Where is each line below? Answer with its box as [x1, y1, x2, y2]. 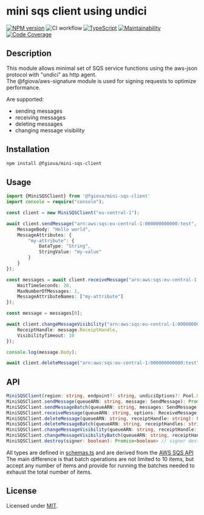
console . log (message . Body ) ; [6, 349, 78, 355]
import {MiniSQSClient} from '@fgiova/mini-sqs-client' [6, 193, 151, 200]
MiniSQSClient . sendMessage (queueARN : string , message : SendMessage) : [6, 399, 186, 405]
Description [6, 49, 52, 59]
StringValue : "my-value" [38, 249, 102, 255]
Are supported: [6, 95, 44, 103]
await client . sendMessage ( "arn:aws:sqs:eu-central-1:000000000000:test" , [6, 220, 197, 227]
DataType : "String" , [38, 243, 91, 249]
